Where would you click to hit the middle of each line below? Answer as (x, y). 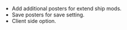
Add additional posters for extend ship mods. (67, 9)
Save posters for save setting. (48, 15)
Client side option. (34, 21)
